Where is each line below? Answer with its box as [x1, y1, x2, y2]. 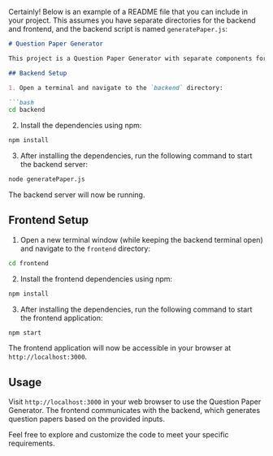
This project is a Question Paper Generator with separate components [8, 54, 253, 62]
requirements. [8, 438, 55, 449]
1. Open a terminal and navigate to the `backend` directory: [8, 84, 223, 92]
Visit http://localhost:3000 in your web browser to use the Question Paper [8, 397, 262, 407]
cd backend [8, 105, 45, 114]
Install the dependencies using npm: [19, 121, 142, 131]
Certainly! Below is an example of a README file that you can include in [8, 7, 248, 16]
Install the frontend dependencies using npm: [19, 273, 173, 283]
